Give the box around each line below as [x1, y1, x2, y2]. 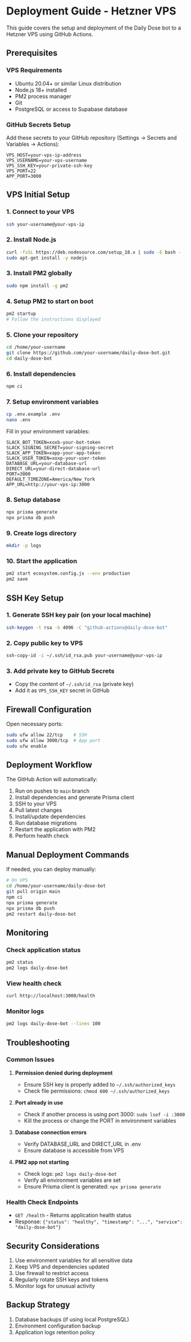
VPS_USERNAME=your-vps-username [6, 157, 87, 163]
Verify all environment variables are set [23, 1176, 121, 1184]
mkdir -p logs [6, 543, 42, 549]
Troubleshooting [6, 1037, 70, 1047]
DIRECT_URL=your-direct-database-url [6, 466, 101, 472]
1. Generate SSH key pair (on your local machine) [6, 611, 151, 619]
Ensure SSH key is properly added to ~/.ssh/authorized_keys [23, 1081, 176, 1088]
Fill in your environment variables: [6, 428, 90, 435]
